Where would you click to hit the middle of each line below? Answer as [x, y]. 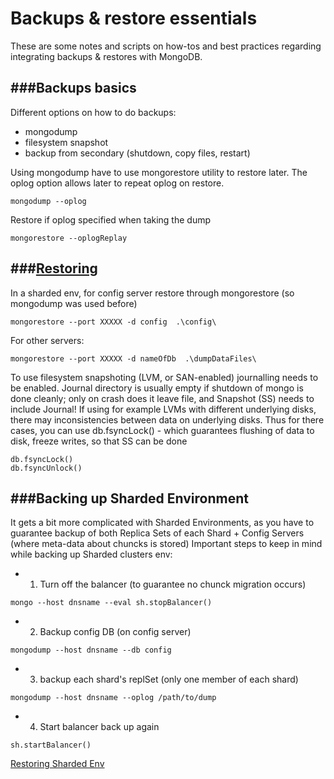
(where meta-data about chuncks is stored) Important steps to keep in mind [166, 544]
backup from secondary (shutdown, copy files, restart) [137, 153]
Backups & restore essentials [134, 18]
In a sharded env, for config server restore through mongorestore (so [152, 293]
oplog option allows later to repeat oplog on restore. [117, 183]
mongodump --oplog [48, 201]
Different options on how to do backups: [93, 112]
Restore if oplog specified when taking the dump [111, 219]
